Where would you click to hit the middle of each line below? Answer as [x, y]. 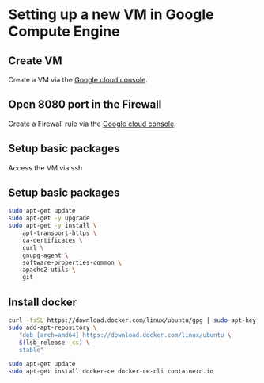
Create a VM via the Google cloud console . [78, 80]
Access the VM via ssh [45, 167]
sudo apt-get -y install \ [53, 226]
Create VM [35, 61]
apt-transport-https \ [60, 233]
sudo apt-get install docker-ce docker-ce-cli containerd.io [111, 372]
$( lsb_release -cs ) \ [54, 343]
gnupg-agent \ [45, 255]
